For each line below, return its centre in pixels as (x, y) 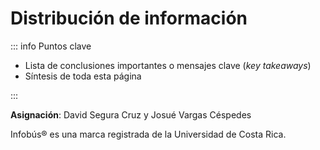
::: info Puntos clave (51, 46)
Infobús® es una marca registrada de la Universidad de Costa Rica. (148, 134)
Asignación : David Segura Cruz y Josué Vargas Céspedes (131, 114)
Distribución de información (129, 18)
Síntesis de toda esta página (83, 76)
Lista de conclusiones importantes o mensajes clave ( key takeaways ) (168, 65)
